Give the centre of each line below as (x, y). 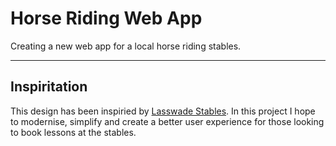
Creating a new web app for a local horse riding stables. (126, 46)
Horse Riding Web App (106, 18)
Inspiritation (49, 87)
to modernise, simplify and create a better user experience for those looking (167, 121)
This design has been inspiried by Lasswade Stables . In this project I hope (163, 111)
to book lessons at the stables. (73, 132)
